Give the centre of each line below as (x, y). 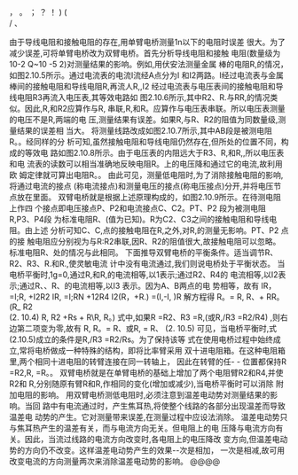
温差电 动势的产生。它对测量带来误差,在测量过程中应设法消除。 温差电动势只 (149, 417)
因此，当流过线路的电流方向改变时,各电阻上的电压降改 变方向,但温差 (149, 439)
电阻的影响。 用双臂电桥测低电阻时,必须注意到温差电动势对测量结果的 (143, 395)
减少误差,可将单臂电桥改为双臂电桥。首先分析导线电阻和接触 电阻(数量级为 (145, 53)
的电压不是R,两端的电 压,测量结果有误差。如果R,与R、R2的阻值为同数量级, (144, 120)
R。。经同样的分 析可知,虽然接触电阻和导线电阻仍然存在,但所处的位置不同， (145, 142)
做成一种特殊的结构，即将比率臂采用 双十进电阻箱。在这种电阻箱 (168, 350)
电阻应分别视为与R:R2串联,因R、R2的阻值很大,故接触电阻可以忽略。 (157, 241)
